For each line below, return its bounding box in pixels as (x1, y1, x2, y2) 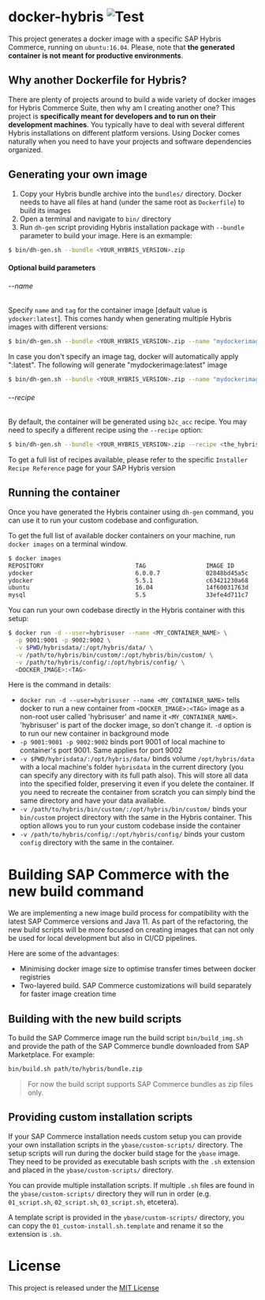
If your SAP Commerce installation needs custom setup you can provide (8, 1131, 242, 1141)
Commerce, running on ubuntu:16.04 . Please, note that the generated (8, 42, 235, 51)
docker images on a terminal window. (8, 539, 128, 549)
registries (19, 972, 51, 982)
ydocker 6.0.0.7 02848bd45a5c (8, 569, 248, 577)
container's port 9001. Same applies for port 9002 (19, 746, 183, 755)
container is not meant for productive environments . (8, 51, 184, 60)
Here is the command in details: (8, 680, 111, 690)
